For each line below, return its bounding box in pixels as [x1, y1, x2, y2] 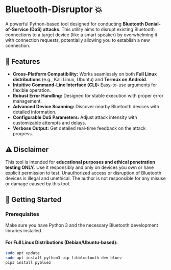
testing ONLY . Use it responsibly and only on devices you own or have [5, 164, 154, 170]
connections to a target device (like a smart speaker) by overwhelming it [5, 32, 157, 38]
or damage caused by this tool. [5, 180, 70, 187]
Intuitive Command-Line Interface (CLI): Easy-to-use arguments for [12, 82, 157, 88]
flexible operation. [12, 87, 51, 93]
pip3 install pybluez [5, 260, 52, 265]
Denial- [144, 20, 161, 27]
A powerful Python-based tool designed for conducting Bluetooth [5, 20, 144, 27]
